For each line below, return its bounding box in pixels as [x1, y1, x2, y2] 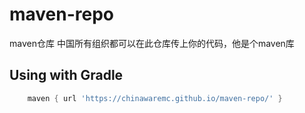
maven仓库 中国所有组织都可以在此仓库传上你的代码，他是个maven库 [9, 37, 295, 49]
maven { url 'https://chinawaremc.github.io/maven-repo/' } [27, 93, 283, 103]
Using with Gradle [9, 67, 124, 84]
